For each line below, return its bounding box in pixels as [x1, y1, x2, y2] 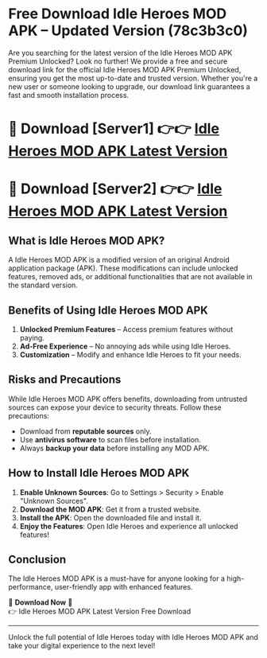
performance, [8, 582, 53, 592]
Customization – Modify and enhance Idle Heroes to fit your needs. [19, 349, 242, 359]
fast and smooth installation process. [8, 90, 130, 99]
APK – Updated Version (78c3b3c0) [8, 21, 249, 40]
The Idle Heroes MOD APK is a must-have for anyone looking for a [8, 574, 225, 583]
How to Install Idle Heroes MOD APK [8, 466, 190, 480]
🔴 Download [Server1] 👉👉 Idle [8, 120, 220, 138]
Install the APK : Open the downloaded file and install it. [19, 512, 202, 522]
